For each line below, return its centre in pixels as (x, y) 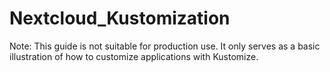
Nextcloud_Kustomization (120, 18)
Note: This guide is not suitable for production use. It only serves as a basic (165, 46)
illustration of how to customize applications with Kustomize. (134, 56)
